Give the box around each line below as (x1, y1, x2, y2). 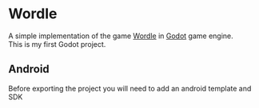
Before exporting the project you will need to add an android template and (8, 83, 252, 93)
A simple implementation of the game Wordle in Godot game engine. (8, 31, 233, 40)
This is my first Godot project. (8, 39, 106, 48)
